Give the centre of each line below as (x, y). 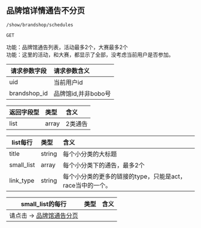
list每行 (22, 142)
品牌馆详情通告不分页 (45, 11)
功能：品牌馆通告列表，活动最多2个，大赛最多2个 (67, 47)
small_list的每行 (44, 204)
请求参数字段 (28, 70)
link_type (22, 180)
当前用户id (68, 82)
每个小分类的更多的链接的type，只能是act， (124, 176)
